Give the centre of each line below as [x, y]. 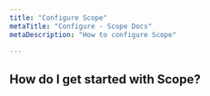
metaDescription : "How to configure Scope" [93, 34]
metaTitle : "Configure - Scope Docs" [81, 26]
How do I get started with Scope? [105, 79]
